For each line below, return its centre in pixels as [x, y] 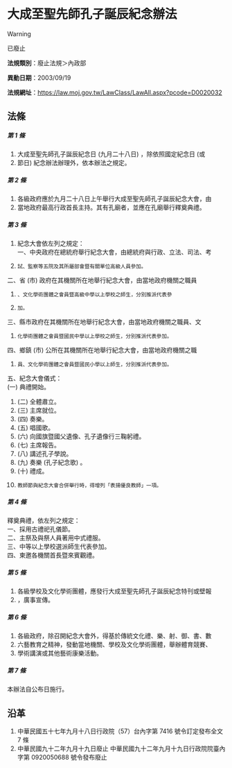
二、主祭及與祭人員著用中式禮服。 [56, 538]
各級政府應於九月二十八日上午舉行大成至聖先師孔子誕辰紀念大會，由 [114, 199]
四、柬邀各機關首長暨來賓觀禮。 [53, 555]
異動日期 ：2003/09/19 [39, 78]
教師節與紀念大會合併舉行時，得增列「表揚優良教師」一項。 [89, 486]
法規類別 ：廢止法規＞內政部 [47, 62]
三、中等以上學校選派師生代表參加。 [59, 547]
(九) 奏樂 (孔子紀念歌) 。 [52, 463]
